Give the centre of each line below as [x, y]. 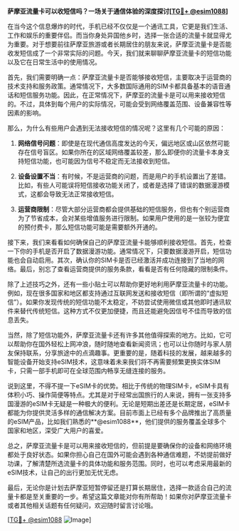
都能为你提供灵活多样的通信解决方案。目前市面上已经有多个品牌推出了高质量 [119, 413]
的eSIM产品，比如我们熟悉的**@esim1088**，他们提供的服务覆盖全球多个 [117, 421]
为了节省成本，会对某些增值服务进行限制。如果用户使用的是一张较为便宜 [123, 218]
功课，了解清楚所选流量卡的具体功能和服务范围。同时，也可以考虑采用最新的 [119, 464]
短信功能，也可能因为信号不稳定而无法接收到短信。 [99, 161]
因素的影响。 [26, 113]
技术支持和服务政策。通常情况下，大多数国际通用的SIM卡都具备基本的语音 [116, 86]
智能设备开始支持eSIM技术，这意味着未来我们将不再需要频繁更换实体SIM [114, 362]
